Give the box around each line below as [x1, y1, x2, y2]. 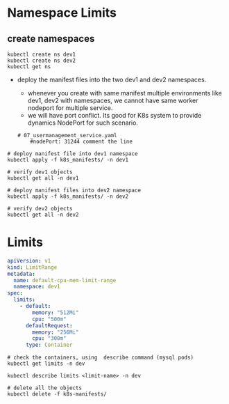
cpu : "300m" [32, 335, 67, 342]
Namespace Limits [7, 5, 117, 21]
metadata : [7, 270, 36, 277]
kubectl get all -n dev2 [7, 211, 79, 218]
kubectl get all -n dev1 [7, 175, 79, 182]
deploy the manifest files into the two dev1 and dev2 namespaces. [17, 75, 207, 84]
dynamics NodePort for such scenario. [27, 118, 139, 127]
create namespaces [7, 33, 95, 45]
